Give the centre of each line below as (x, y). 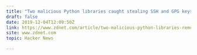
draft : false (22, 17)
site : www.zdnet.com (31, 33)
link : (13, 27)
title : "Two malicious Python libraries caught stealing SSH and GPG (93, 11)
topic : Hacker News (30, 38)
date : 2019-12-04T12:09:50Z (40, 22)
